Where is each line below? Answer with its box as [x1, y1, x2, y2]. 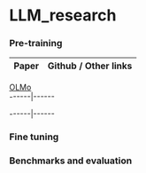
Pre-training [9, 37, 63, 50]
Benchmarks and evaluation [9, 154, 133, 167]
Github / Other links [47, 59, 133, 72]
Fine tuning [9, 130, 59, 143]
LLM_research [9, 5, 117, 26]
